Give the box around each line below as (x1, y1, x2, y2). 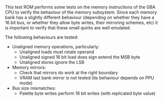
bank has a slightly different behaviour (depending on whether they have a (5, 15, 155, 20)
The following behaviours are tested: (5, 34, 79, 40)
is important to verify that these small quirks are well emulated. (5, 25, 131, 31)
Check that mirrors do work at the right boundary (19, 70, 118, 75)
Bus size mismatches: (12, 85, 56, 91)
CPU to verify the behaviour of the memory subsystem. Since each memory (5, 9, 157, 15)
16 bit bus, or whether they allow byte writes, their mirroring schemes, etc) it (5, 20, 158, 25)
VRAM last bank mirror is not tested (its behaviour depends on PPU (19, 75, 154, 81)
